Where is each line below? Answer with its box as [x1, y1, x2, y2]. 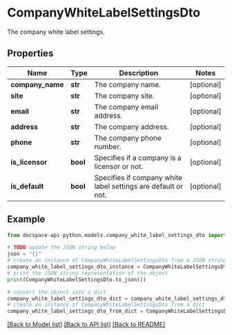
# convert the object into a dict [7, 288, 107, 296]
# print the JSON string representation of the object [7, 270, 168, 276]
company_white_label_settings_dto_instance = [7, 263, 140, 270]
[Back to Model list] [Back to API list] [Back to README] [7, 321, 166, 329]
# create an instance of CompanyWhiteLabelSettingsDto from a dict [7, 301, 206, 308]
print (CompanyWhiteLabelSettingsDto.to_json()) [7, 276, 147, 283]
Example [7, 214, 46, 225]
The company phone [94, 133, 162, 143]
